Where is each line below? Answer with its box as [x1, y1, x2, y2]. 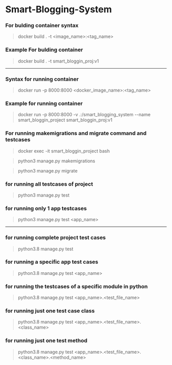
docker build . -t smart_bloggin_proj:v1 [17, 58, 99, 64]
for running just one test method [5, 337, 88, 344]
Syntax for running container [5, 75, 79, 82]
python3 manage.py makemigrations [17, 158, 96, 164]
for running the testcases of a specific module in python [5, 283, 148, 290]
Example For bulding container [5, 46, 83, 53]
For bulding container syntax [5, 22, 79, 29]
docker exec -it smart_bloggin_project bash [17, 147, 110, 154]
